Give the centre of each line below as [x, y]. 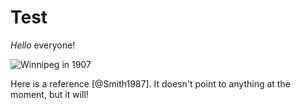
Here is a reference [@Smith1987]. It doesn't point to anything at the [150, 83]
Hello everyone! [43, 45]
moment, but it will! [49, 94]
